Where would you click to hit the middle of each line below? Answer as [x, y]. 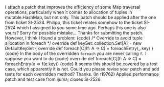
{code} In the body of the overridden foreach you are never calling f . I [75, 53]
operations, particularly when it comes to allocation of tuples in [69, 12]
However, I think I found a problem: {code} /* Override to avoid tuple [74, 38]
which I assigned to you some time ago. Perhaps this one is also [81, 28]
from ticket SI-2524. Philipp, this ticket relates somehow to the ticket [74, 22]
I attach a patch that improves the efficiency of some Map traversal [73, 7]
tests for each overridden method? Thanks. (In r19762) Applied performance [82, 74]
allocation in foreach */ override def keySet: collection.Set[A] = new [73, 43]
